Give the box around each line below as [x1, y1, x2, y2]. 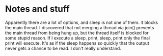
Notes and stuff [5, 3, 70, 15]
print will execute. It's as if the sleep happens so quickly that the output [5, 40, 150, 46]
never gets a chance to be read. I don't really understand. [5, 45, 121, 51]
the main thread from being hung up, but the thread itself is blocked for [5, 30, 149, 36]
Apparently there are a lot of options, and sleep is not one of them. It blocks [5, 19, 158, 25]
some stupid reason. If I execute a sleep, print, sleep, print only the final [5, 35, 150, 41]
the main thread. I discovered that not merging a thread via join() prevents [5, 24, 154, 30]
